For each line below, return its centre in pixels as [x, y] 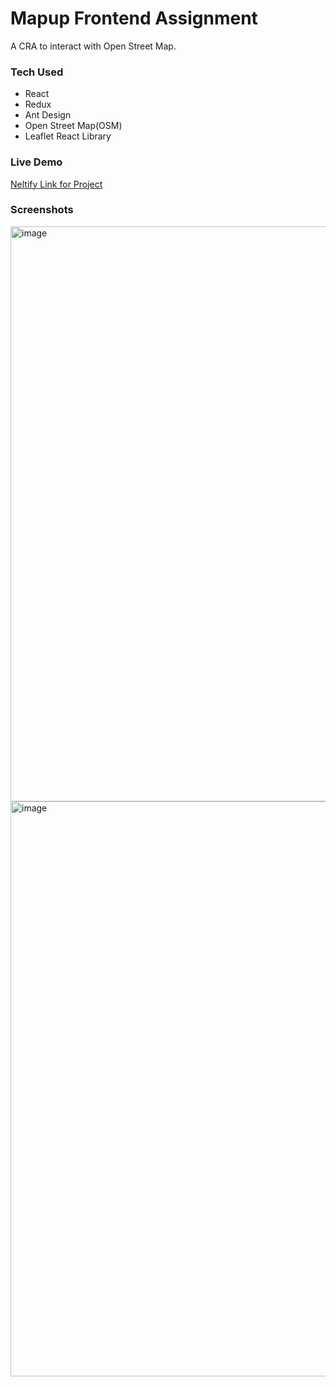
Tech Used [37, 72]
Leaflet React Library [68, 136]
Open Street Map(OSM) [73, 126]
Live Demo [36, 162]
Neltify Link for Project [56, 184]
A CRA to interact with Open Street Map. [93, 46]
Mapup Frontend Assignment [134, 18]
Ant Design [48, 115]
